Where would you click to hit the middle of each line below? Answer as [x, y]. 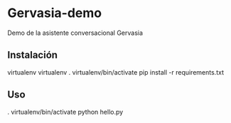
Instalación [33, 55]
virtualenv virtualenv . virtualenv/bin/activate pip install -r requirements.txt [116, 72]
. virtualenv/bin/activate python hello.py [65, 112]
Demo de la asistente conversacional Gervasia [75, 33]
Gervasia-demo [54, 13]
